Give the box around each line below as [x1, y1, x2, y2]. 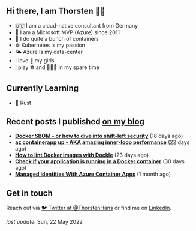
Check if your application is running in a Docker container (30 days [14, 158, 185, 165]
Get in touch [6, 188, 53, 198]
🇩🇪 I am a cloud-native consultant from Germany [14, 22, 138, 29]
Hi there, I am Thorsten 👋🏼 [6, 6, 106, 16]
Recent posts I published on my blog [6, 116, 145, 127]
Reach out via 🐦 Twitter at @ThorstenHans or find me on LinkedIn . [6, 205, 172, 212]
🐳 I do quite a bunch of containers [14, 35, 99, 42]
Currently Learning [6, 83, 79, 94]
